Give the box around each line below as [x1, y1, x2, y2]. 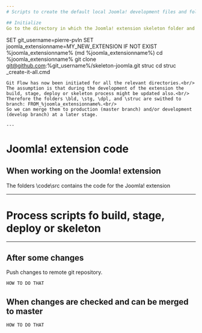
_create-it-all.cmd [6, 68, 50, 75]
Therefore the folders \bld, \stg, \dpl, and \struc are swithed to [6, 96, 182, 102]
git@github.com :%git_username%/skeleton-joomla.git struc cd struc [6, 61, 176, 69]
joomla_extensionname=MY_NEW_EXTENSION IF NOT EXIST [6, 43, 158, 50]
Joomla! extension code [6, 142, 129, 155]
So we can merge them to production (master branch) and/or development [6, 106, 192, 112]
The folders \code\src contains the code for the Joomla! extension [6, 182, 171, 189]
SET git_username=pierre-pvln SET [6, 36, 94, 43]
